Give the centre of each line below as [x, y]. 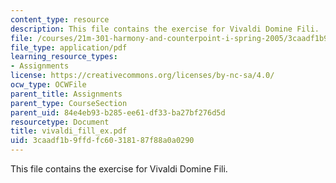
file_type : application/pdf [69, 47]
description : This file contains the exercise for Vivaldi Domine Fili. [165, 29]
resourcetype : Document [60, 122]
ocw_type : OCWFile [48, 85]
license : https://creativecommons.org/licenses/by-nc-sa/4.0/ [142, 76]
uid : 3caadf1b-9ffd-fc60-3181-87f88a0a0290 [102, 141]
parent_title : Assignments [66, 94]
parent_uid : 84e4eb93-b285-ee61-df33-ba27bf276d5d [118, 112]
